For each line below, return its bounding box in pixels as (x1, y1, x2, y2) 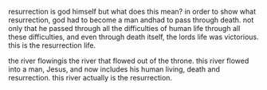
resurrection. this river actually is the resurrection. (8, 73, 173, 82)
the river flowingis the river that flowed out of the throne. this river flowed (8, 56, 249, 65)
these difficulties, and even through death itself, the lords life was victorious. (8, 32, 259, 41)
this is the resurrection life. (8, 41, 96, 50)
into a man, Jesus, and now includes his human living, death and (8, 65, 221, 74)
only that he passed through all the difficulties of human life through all (8, 24, 241, 33)
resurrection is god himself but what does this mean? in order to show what (8, 7, 257, 16)
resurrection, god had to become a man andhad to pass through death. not (8, 15, 254, 25)
